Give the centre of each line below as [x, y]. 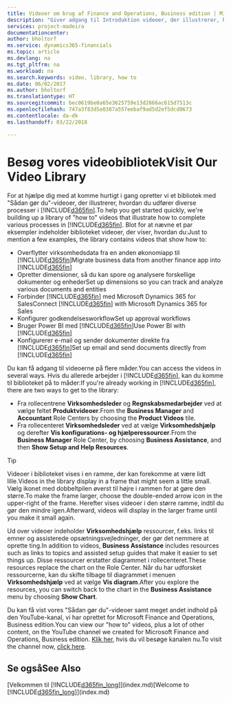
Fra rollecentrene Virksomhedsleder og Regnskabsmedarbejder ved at [119, 403]
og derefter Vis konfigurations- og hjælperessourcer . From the [107, 433]
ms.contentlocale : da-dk [43, 115]
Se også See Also [44, 668]
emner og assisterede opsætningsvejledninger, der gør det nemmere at [108, 538]
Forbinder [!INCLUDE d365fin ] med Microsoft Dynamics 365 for [106, 297]
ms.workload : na [30, 71]
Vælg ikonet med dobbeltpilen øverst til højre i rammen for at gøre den [107, 489]
